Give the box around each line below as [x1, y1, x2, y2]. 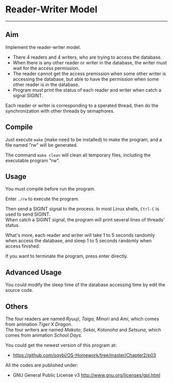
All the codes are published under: [5, 362, 78, 368]
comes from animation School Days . [5, 332, 82, 338]
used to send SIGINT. [5, 211, 50, 217]
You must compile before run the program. [5, 186, 96, 192]
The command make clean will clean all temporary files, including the [5, 152, 151, 158]
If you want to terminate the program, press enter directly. [5, 253, 128, 259]
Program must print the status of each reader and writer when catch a [12, 86, 162, 93]
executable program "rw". [5, 157, 60, 163]
